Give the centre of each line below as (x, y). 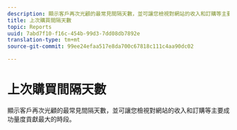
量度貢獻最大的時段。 (44, 119)
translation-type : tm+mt (44, 40)
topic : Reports (30, 27)
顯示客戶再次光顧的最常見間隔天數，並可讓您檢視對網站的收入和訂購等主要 (115, 110)
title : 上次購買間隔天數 (39, 20)
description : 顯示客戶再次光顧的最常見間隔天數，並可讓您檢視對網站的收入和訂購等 (115, 14)
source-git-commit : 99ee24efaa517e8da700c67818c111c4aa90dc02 (101, 46)
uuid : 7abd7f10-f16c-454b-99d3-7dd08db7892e (74, 33)
